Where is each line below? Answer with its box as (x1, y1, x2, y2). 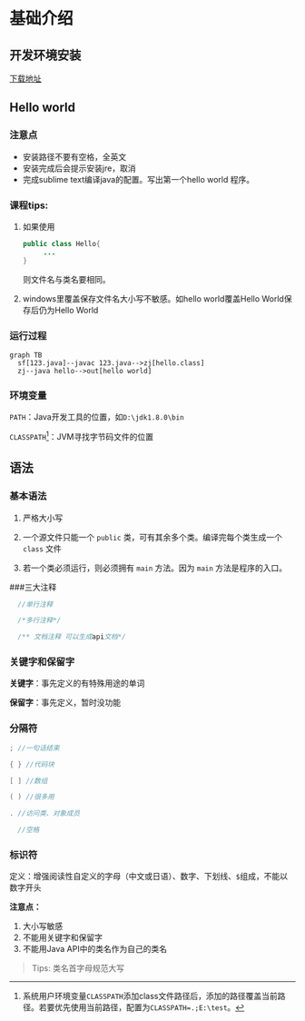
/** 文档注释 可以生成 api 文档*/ (17, 632, 126, 641)
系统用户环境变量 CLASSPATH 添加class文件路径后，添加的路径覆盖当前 (22, 991, 279, 1002)
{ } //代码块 (9, 759, 54, 768)
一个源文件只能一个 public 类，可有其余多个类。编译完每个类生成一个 (22, 531, 283, 542)
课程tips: (9, 199, 49, 212)
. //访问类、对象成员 (9, 809, 80, 818)
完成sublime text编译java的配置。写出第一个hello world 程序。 (22, 173, 255, 184)
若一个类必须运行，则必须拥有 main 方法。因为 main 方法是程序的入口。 (22, 562, 288, 573)
